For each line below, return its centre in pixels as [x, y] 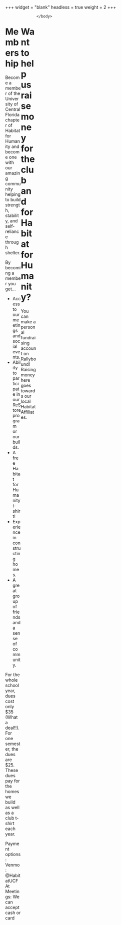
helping [13, 194]
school [12, 685]
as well [12, 807]
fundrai [28, 337]
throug [12, 242]
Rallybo [28, 359]
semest [13, 744]
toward [28, 391]
